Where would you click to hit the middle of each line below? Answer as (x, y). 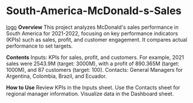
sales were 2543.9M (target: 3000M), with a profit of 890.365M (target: (93, 64)
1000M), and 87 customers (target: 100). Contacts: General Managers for (95, 69)
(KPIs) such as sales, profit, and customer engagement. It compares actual (96, 39)
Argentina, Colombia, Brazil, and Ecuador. (56, 76)
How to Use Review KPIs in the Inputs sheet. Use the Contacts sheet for (93, 87)
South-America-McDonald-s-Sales (94, 11)
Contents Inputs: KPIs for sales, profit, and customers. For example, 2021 (95, 57)
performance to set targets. (39, 46)
